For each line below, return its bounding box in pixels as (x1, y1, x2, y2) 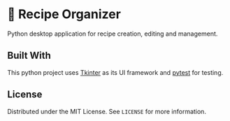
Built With (7, 50, 51, 62)
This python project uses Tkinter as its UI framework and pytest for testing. (7, 68, 224, 76)
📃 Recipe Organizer (7, 6, 121, 22)
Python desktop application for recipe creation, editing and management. (7, 29, 218, 38)
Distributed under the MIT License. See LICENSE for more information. (7, 107, 206, 115)
